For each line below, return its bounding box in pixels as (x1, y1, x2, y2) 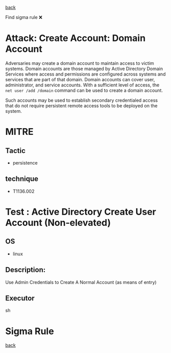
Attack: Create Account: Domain (5, 33, 146, 44)
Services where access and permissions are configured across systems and (5, 71, 166, 77)
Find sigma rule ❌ (5, 14, 42, 20)
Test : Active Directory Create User (5, 206, 157, 218)
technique (5, 175, 39, 183)
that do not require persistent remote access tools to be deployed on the (5, 102, 158, 109)
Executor (5, 294, 35, 302)
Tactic (5, 146, 26, 155)
